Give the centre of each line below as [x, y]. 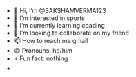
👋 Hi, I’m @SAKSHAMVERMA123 [60, 11]
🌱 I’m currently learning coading [59, 25]
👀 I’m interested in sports [49, 18]
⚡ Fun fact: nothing [41, 58]
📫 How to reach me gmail [51, 41]
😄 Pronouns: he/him [43, 51]
